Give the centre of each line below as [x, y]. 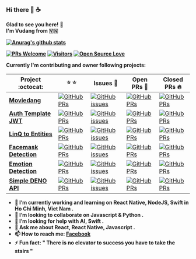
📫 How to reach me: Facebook [52, 234]
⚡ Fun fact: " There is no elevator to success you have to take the [95, 243]
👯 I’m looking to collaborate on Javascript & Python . [79, 215]
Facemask [24, 147]
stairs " [24, 251]
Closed [173, 80]
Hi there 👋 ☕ [23, 9]
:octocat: [31, 87]
